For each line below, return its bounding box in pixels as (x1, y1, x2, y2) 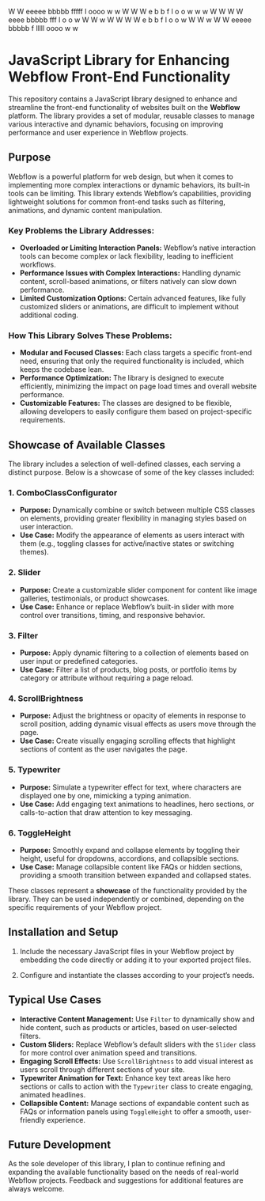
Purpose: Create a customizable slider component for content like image (19, 585, 258, 594)
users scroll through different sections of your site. (19, 1064, 185, 1074)
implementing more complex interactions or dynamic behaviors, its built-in (8, 180, 251, 189)
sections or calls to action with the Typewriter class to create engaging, (19, 1082, 253, 1091)
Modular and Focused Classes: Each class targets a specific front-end (19, 348, 252, 358)
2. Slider (8, 567, 41, 578)
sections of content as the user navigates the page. (19, 744, 187, 754)
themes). (19, 547, 49, 557)
